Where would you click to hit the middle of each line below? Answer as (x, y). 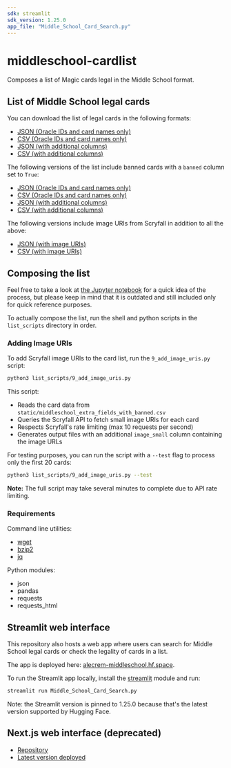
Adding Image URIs (40, 343)
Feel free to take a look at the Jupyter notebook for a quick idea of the (107, 290)
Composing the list (49, 273)
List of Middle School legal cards (79, 101)
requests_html (37, 605)
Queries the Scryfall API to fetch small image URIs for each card (108, 420)
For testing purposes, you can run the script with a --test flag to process (111, 455)
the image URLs (40, 442)
